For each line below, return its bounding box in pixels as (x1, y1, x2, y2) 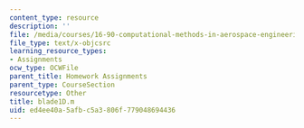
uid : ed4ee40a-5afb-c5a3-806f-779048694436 (9, 105, 176, 114)
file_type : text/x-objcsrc (9, 38, 111, 48)
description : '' (9, 22, 71, 31)
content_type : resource (9, 13, 100, 23)
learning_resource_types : (9, 47, 107, 56)
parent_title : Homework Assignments (9, 72, 147, 81)
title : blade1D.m (9, 96, 75, 106)
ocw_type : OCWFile (9, 64, 79, 73)
